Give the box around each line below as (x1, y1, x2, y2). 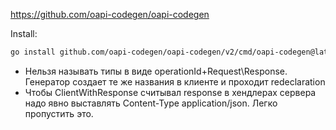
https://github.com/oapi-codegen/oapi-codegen (10, 9, 210, 20)
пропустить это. (24, 107, 94, 119)
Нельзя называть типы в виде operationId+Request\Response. (24, 65, 288, 77)
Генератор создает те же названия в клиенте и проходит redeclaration (24, 75, 326, 88)
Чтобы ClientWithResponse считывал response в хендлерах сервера (24, 86, 317, 98)
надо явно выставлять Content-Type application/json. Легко (24, 97, 278, 109)
